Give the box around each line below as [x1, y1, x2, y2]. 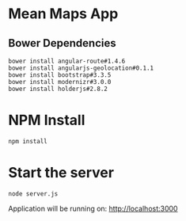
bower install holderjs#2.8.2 [8, 85, 108, 93]
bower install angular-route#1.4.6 [8, 57, 126, 65]
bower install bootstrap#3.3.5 [8, 71, 112, 79]
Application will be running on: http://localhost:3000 [8, 204, 178, 213]
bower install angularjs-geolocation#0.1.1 [8, 64, 154, 72]
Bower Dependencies [8, 36, 116, 50]
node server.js [8, 189, 59, 198]
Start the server [8, 164, 115, 182]
